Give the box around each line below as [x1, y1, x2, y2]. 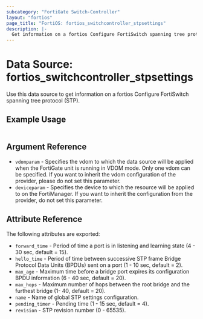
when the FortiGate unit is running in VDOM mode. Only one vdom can [14, 164, 190, 172]
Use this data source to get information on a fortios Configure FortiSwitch [6, 90, 189, 98]
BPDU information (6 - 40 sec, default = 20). [14, 274, 126, 281]
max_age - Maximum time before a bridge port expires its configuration [14, 267, 190, 275]
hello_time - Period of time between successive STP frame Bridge [14, 255, 181, 262]
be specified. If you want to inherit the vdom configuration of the [14, 170, 176, 178]
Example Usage [6, 115, 66, 125]
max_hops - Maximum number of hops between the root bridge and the [14, 280, 190, 288]
